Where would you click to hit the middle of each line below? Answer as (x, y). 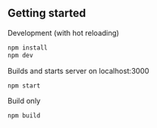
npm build (24, 116)
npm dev (21, 55)
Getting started (47, 13)
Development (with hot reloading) (64, 32)
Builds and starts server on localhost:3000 (78, 70)
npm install (28, 48)
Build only (24, 101)
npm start (24, 85)
